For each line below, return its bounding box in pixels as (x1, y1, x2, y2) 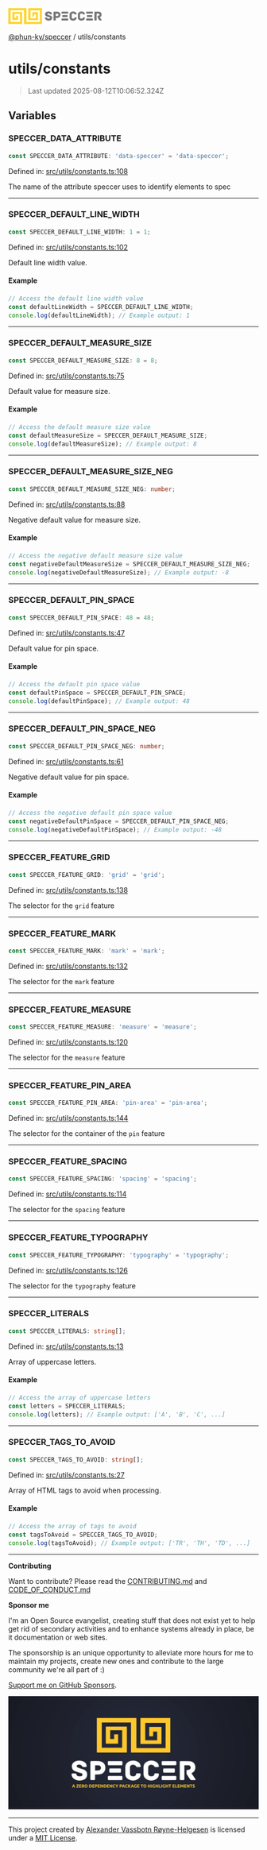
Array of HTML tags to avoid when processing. (8, 1485, 161, 1495)
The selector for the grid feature (8, 901, 115, 910)
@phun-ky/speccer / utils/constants (8, 32, 126, 41)
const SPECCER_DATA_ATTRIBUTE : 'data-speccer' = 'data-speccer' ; (8, 152, 229, 160)
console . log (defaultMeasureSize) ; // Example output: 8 (8, 440, 197, 448)
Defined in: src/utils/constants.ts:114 (8, 1189, 127, 1199)
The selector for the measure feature (8, 1052, 126, 1063)
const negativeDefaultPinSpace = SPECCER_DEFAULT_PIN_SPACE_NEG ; (8, 817, 229, 825)
